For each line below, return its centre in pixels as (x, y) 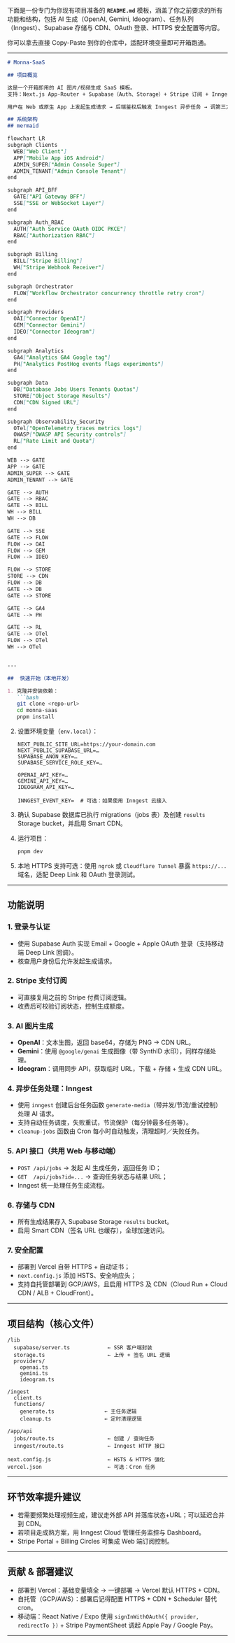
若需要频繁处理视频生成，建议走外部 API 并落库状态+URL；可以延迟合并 (121, 1515)
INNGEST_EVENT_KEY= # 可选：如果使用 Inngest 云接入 (92, 801)
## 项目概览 (23, 75)
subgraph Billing (33, 255)
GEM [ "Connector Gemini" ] (50, 325)
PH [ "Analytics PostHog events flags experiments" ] (89, 364)
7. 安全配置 (25, 1250)
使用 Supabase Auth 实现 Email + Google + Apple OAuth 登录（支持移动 (120, 944)
